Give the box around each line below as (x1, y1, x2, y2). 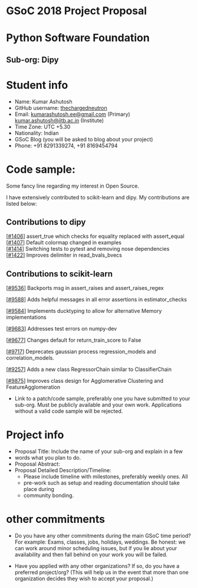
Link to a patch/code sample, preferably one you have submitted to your (14, 395, 191, 402)
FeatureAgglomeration (6, 383, 61, 391)
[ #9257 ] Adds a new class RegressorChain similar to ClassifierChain (6, 366, 172, 373)
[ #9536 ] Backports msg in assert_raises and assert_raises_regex (6, 285, 164, 292)
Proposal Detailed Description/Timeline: (14, 467, 111, 474)
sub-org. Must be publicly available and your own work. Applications (14, 401, 182, 409)
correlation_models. (6, 354, 55, 361)
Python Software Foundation (6, 31, 150, 45)
